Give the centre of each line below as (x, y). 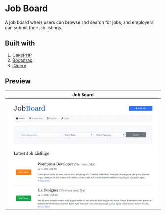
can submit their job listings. (34, 27)
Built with (20, 43)
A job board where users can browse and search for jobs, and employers (79, 22)
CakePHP (22, 55)
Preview (18, 81)
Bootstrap (22, 60)
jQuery (19, 65)
